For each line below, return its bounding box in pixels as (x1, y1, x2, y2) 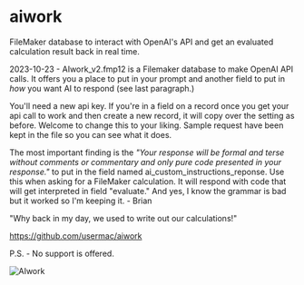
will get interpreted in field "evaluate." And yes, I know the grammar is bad (9, 185, 287, 196)
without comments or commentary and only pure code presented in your (9, 156, 282, 167)
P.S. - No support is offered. (9, 248, 115, 259)
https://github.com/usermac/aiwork (9, 230, 142, 241)
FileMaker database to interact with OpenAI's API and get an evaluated (9, 36, 274, 47)
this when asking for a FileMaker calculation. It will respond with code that (9, 175, 287, 187)
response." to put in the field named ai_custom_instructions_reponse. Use (9, 166, 285, 177)
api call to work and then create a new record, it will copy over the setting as (9, 110, 295, 121)
